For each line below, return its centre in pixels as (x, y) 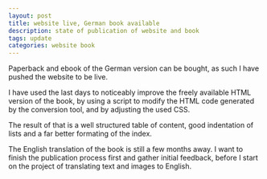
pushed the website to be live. (58, 77)
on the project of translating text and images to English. (100, 166)
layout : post (30, 16)
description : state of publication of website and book (104, 31)
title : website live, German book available (84, 23)
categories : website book (51, 46)
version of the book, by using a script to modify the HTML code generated (131, 101)
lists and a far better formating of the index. (80, 134)
